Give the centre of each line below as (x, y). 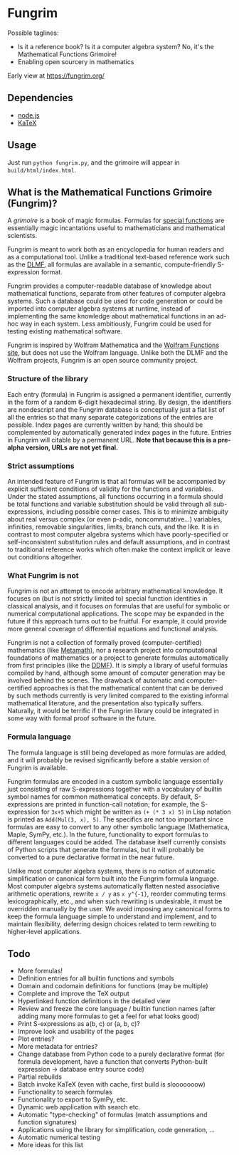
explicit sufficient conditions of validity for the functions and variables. (110, 489)
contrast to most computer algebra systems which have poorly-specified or (118, 534)
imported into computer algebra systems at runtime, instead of (99, 309)
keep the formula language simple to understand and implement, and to (112, 916)
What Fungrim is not (43, 575)
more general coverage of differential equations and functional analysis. (113, 629)
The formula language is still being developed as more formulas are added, (117, 752)
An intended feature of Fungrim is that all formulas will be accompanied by (117, 481)
